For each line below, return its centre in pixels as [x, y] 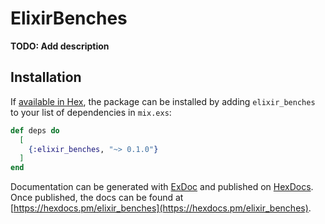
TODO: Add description [60, 46]
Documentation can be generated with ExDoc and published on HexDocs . [162, 187]
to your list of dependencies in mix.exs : [91, 112]
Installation [46, 77]
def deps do [35, 130]
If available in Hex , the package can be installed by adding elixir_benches [163, 101]
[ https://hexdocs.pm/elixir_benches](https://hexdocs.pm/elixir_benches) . [161, 208]
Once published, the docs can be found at [97, 198]
